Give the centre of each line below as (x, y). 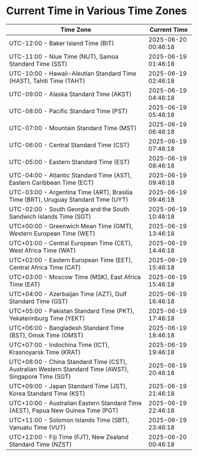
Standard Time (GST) (39, 301)
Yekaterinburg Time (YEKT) (47, 318)
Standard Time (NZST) (40, 444)
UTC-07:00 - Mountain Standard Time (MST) (73, 128)
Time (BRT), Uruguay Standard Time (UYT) (69, 199)
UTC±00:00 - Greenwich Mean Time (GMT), (71, 226)
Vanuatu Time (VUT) (37, 427)
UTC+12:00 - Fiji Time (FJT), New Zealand (69, 437)
